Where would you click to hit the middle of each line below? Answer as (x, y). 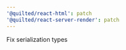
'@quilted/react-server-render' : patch (63, 20)
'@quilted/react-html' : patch (49, 13)
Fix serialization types (37, 39)
